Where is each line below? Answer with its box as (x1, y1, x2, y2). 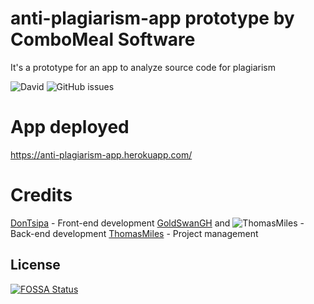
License (10, 257, 61, 274)
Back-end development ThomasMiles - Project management (10, 227, 259, 239)
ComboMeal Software (10, 28, 196, 51)
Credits (10, 184, 73, 207)
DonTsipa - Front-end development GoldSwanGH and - (10, 217, 305, 229)
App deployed (10, 116, 130, 139)
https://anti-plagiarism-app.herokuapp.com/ (10, 148, 193, 161)
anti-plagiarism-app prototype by (10, 7, 295, 30)
